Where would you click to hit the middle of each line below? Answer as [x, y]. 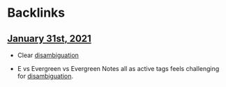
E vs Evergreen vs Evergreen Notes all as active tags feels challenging [118, 69]
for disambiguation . [45, 76]
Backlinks [36, 13]
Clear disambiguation [48, 55]
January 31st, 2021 [50, 39]
